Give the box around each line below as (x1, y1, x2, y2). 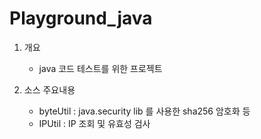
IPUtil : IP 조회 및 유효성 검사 (38, 117, 151, 129)
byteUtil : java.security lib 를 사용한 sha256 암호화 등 (38, 105, 251, 117)
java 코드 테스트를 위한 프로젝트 (38, 62, 163, 74)
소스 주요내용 (23, 83, 76, 96)
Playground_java (9, 7, 153, 30)
